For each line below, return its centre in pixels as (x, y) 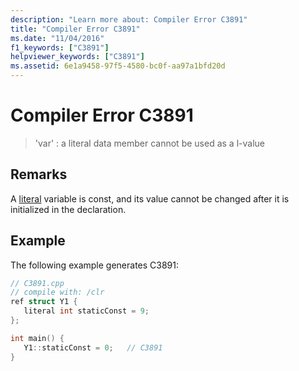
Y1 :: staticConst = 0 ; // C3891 (93, 347)
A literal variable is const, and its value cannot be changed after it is (150, 198)
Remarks (39, 174)
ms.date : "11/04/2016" (57, 38)
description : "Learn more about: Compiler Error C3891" (129, 19)
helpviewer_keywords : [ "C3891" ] (77, 57)
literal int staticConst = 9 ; (86, 311)
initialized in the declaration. (68, 209)
